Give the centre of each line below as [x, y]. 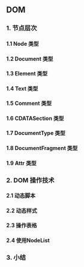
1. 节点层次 [22, 28]
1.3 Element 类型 [27, 74]
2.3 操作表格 [22, 225]
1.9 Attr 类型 [22, 163]
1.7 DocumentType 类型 [36, 133]
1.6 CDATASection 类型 [35, 118]
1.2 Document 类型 [30, 58]
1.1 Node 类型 [22, 43]
